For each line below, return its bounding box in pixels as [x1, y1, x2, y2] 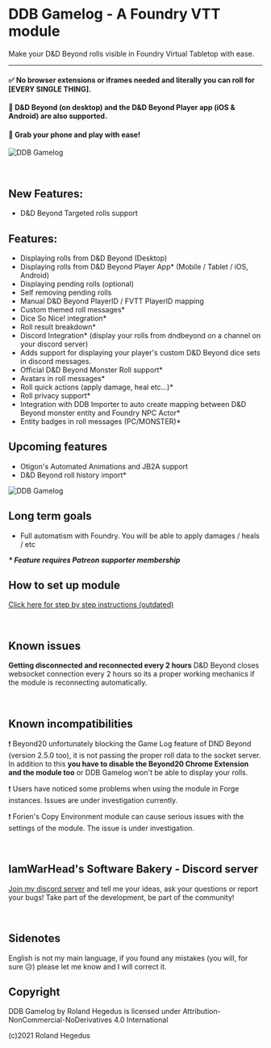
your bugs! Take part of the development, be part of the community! [8, 892, 235, 902]
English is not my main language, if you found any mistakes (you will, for [8, 953, 248, 963]
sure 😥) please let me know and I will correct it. [8, 961, 167, 971]
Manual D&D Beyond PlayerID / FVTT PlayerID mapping [19, 296, 204, 306]
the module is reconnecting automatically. [8, 677, 148, 688]
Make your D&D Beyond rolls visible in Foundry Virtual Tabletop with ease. [8, 49, 255, 58]
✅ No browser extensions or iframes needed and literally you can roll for [8, 74, 256, 85]
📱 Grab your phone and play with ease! [8, 129, 141, 139]
